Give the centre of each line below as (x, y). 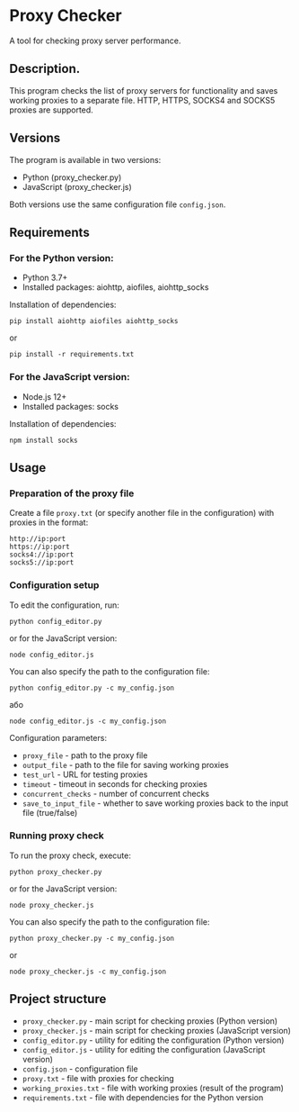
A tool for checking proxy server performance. (95, 41)
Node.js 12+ (44, 396)
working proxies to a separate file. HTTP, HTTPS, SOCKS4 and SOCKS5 (142, 100)
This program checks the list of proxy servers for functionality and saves (144, 90)
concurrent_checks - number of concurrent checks (116, 793)
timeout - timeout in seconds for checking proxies (115, 783)
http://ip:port (38, 539)
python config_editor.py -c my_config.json (92, 688)
